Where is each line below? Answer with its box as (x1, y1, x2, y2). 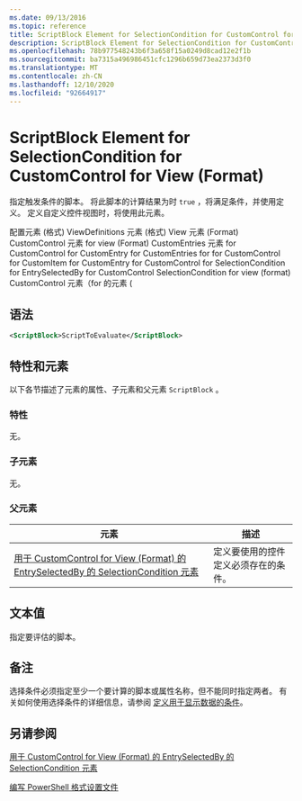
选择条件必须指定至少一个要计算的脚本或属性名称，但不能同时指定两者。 (9, 686, 277, 697)
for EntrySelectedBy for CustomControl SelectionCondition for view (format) (9, 267, 291, 278)
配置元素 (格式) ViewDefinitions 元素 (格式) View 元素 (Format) (9, 227, 239, 238)
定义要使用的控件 (212, 545, 286, 558)
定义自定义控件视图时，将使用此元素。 (26, 208, 169, 219)
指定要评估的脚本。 (9, 631, 81, 642)
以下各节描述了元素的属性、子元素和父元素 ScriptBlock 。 (9, 383, 224, 394)
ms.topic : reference (9, 22, 87, 31)
